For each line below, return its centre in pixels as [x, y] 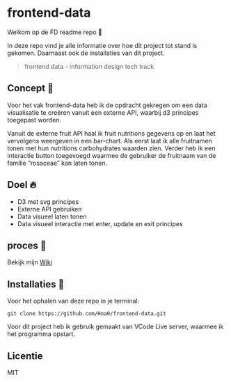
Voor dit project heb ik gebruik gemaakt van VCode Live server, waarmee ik [115, 327]
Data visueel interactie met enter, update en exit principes [100, 223]
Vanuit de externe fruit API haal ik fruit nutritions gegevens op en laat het [111, 133]
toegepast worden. [34, 120]
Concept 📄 [31, 88]
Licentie [25, 356]
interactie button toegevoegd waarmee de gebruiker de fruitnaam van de [112, 155]
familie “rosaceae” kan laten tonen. [57, 163]
